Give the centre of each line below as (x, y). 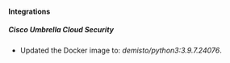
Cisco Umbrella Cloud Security (61, 30)
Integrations (29, 11)
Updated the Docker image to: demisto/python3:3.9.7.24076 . (121, 50)
